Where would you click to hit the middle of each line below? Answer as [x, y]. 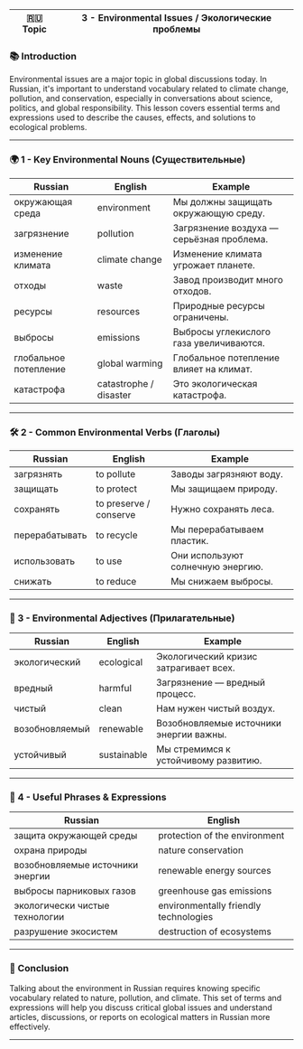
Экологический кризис [207, 657]
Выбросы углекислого [222, 332]
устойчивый [41, 755]
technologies [186, 917]
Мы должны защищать [223, 201]
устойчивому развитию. [209, 761]
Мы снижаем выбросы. [222, 581]
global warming [130, 363]
